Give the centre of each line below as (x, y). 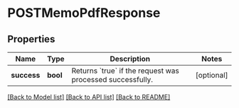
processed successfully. (112, 79)
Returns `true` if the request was (125, 71)
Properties (31, 39)
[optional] (212, 75)
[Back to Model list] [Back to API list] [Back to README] (89, 97)
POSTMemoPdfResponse (84, 13)
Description (130, 59)
